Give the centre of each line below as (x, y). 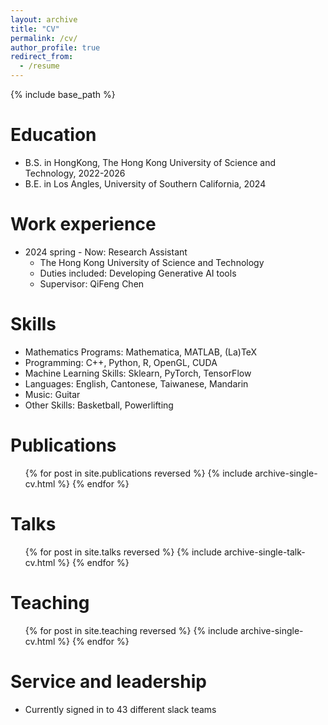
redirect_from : (42, 57)
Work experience (83, 224)
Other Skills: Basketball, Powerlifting (99, 405)
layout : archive (44, 19)
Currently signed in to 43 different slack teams (120, 709)
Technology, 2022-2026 (75, 173)
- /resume (39, 66)
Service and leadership (108, 681)
